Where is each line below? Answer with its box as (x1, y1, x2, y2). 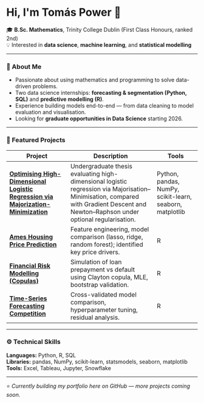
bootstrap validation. (70, 280, 129, 289)
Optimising (9, 170, 42, 178)
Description (93, 151, 128, 160)
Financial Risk (9, 261, 50, 270)
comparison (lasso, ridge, (70, 232, 143, 241)
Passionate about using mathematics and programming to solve (15, 76, 175, 84)
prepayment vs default (70, 265, 135, 274)
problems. (32, 83, 58, 90)
